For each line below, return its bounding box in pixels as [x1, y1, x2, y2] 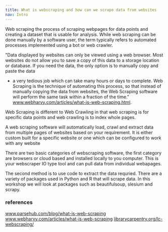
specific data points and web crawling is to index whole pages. [5, 114, 136, 120]
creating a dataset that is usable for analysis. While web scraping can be [5, 31, 156, 37]
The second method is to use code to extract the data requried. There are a [5, 170, 162, 177]
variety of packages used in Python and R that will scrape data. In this [5, 176, 150, 182]
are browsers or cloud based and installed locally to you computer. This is [5, 155, 159, 161]
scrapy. [5, 186, 21, 192]
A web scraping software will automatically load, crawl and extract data [5, 124, 154, 130]
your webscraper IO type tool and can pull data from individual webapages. [5, 160, 162, 166]
